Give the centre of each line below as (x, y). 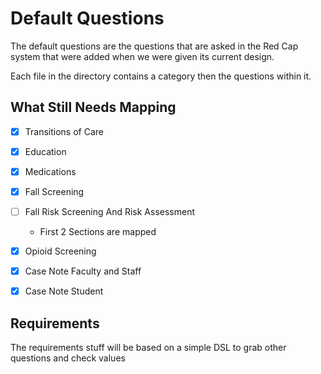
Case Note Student (64, 291)
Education (45, 151)
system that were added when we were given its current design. (142, 56)
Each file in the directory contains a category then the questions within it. (161, 76)
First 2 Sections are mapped (98, 232)
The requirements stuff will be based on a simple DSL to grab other (148, 348)
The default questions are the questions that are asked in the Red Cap (154, 46)
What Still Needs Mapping (93, 107)
